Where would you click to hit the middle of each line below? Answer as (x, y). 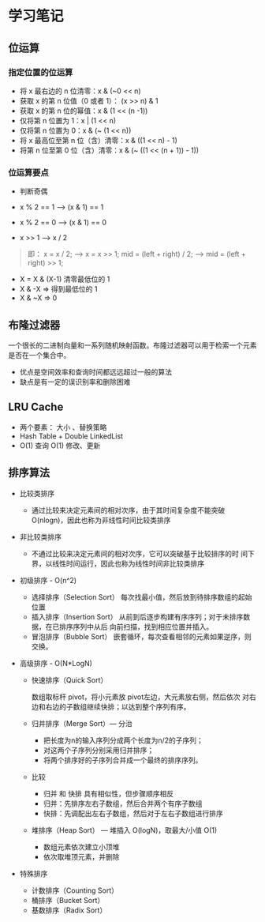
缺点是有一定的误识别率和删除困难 (75, 382)
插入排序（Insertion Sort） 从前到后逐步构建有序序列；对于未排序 (137, 616)
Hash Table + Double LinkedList (71, 436)
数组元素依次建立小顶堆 (81, 847)
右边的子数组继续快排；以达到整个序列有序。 (118, 706)
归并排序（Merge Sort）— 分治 (82, 723)
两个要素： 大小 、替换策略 (63, 427)
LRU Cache (36, 407)
